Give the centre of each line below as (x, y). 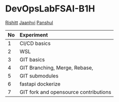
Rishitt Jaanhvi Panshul (29, 22)
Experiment (34, 34)
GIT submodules (39, 75)
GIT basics (32, 59)
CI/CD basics (35, 43)
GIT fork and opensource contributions (66, 92)
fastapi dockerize (40, 84)
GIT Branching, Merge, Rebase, (56, 67)
